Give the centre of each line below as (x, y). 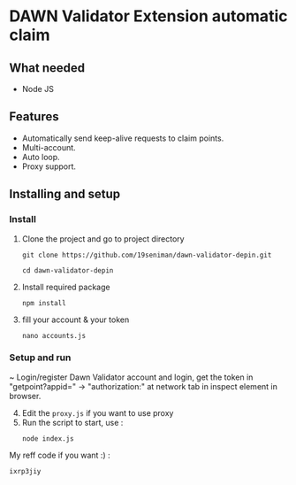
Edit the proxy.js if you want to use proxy (98, 412)
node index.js (48, 439)
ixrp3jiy (25, 471)
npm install (44, 303)
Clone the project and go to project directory (103, 239)
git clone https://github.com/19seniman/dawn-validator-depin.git (147, 255)
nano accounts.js (54, 335)
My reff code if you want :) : (60, 455)
